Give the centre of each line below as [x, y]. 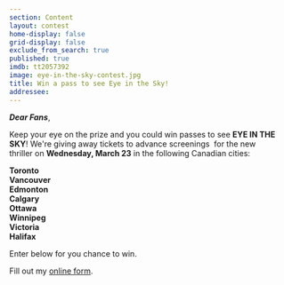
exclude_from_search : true [59, 51]
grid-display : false [48, 42]
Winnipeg [28, 218]
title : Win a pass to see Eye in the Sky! [89, 83]
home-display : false [48, 34]
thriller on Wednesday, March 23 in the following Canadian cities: [130, 153]
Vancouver [30, 179]
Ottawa [23, 208]
